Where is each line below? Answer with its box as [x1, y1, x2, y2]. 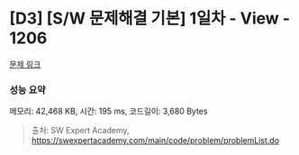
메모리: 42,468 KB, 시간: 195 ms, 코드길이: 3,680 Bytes [9, 105, 208, 117]
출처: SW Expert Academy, [31, 125, 130, 136]
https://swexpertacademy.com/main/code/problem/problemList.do [31, 135, 280, 146]
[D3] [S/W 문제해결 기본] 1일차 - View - [9, 8, 291, 29]
